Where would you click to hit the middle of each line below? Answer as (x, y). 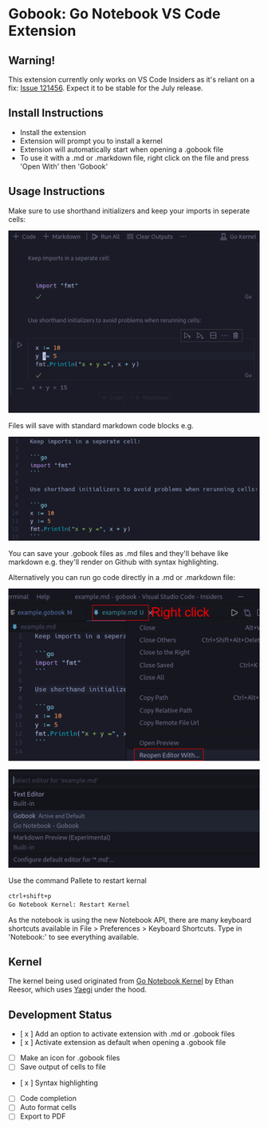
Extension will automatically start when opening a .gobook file (122, 149)
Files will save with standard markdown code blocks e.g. (101, 426)
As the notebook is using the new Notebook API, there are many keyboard (130, 920)
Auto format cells (48, 1107)
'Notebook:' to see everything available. (74, 936)
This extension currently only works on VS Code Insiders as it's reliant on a (132, 80)
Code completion (48, 1099)
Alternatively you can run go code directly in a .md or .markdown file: (122, 578)
